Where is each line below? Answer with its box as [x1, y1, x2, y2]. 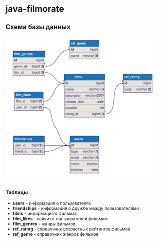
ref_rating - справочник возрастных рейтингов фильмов [12, 226, 130, 232]
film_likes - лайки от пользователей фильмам [12, 215, 108, 222]
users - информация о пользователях [12, 200, 91, 206]
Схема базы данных [5, 23, 71, 31]
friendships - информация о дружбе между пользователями [12, 205, 139, 211]
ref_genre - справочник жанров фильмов [12, 231, 99, 237]
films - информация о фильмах [12, 210, 77, 216]
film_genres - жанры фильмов [12, 221, 76, 226]
